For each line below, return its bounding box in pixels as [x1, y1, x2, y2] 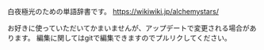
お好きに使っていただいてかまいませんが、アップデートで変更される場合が [7, 23, 251, 33]
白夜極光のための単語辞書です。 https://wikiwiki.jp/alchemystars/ [7, 7, 220, 16]
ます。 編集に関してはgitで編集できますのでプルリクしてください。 [13, 34, 231, 42]
